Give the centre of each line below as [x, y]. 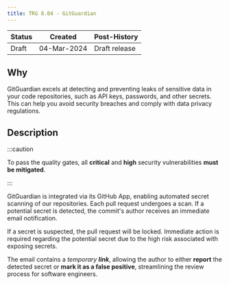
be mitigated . [26, 170]
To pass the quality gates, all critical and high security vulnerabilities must [113, 163]
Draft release [114, 48]
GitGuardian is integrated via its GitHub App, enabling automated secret [108, 196]
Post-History [116, 36]
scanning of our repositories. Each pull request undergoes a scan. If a [106, 204]
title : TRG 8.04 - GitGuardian [52, 13]
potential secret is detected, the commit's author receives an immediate [108, 211]
